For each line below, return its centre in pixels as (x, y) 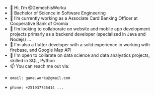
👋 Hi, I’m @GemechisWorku (38, 8)
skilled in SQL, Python (32, 60)
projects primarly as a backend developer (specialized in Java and (78, 34)
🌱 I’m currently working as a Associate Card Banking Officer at (74, 18)
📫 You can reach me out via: (39, 66)
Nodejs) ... (20, 39)
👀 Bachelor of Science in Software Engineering (58, 13)
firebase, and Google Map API (40, 50)
